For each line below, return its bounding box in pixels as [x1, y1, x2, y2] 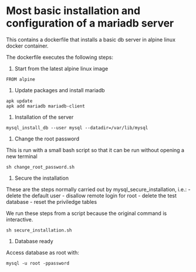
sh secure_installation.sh [6, 227, 72, 233]
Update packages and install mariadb [14, 86, 105, 93]
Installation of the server [14, 113, 74, 120]
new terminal [6, 153, 38, 160]
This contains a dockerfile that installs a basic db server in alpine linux [6, 36, 176, 43]
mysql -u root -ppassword [6, 260, 69, 266]
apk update [6, 98, 33, 104]
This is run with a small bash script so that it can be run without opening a [6, 146, 185, 153]
